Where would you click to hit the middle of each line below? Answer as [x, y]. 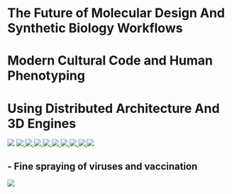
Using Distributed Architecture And [114, 108]
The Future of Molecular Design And [116, 13]
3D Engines [42, 123]
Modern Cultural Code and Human [110, 61]
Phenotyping [46, 76]
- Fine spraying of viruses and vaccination [103, 166]
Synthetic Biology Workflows [95, 28]
